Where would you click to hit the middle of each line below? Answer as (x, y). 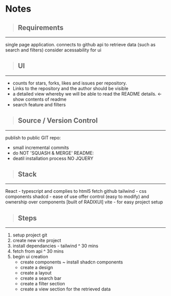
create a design (37, 268)
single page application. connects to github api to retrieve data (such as (80, 45)
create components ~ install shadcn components (72, 262)
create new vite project (37, 241)
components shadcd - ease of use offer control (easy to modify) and (77, 197)
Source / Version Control (58, 121)
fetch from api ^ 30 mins (38, 251)
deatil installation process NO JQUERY (53, 158)
